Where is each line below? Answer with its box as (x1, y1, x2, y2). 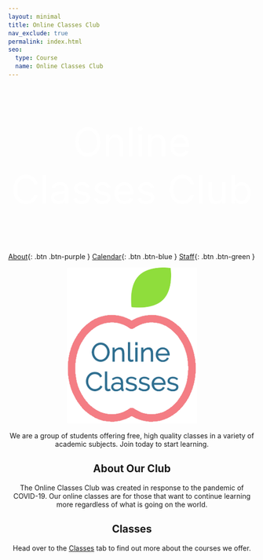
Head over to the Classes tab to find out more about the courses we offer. (13, 543, 251, 553)
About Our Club (93, 462, 171, 475)
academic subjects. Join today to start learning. (54, 439, 210, 448)
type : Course (15, 54, 58, 62)
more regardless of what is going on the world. (56, 500, 208, 509)
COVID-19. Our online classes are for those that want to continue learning (13, 491, 251, 500)
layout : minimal (8, 13, 61, 20)
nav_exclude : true (8, 29, 68, 37)
